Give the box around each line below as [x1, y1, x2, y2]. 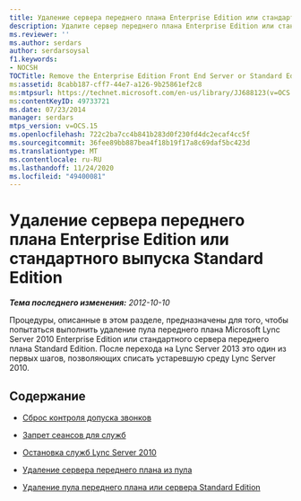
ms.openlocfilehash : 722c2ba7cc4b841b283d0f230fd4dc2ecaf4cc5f [9, 130, 251, 139]
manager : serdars [9, 113, 74, 122]
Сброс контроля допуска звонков [21, 412, 152, 423]
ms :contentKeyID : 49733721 [9, 96, 110, 106]
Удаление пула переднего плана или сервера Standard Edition [21, 482, 262, 492]
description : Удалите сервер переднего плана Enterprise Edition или [9, 22, 275, 31]
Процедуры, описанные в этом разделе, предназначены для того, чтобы [9, 315, 289, 326]
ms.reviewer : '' [9, 30, 70, 39]
